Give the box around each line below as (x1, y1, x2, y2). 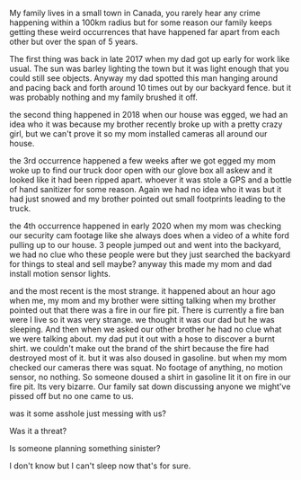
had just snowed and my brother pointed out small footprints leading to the (9, 193, 286, 204)
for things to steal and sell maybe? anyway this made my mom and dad (9, 259, 272, 269)
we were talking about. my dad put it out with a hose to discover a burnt (9, 333, 276, 344)
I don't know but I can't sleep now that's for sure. (9, 460, 191, 471)
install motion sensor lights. (9, 269, 111, 279)
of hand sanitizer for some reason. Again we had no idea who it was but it (9, 184, 282, 194)
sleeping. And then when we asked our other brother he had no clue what (9, 324, 282, 334)
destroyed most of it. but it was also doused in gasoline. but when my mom (9, 352, 288, 363)
